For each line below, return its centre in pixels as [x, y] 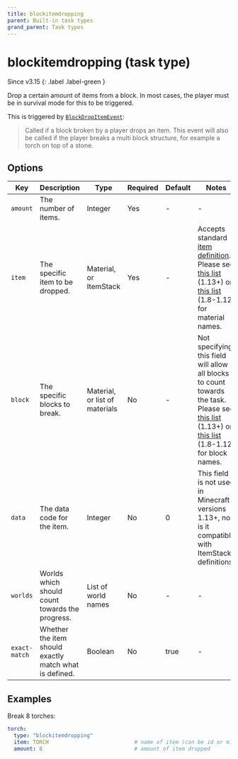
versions [212, 509]
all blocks [213, 373]
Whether [54, 629]
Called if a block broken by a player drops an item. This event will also [126, 130]
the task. [212, 400]
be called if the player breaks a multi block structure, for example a [123, 138]
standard [212, 238]
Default [178, 188]
